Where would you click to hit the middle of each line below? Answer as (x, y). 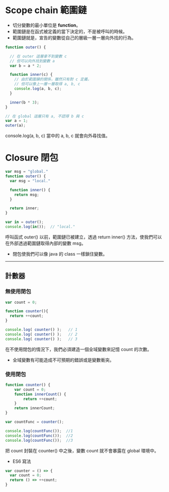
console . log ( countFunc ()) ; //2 (39, 436)
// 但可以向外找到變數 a (32, 61)
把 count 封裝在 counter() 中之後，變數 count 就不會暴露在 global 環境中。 (82, 450)
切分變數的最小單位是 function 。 (47, 25)
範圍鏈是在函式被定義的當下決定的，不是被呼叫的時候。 (70, 31)
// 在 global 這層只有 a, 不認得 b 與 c (45, 116)
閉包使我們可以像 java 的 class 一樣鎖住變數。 (60, 254)
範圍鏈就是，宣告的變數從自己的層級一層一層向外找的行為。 (74, 38)
